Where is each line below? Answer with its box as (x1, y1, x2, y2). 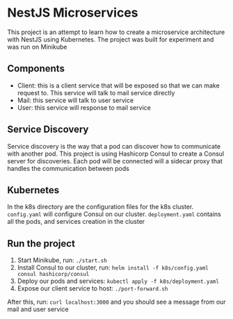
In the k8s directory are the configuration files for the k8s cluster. (7, 203, 194, 211)
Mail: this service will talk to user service (17, 96, 134, 104)
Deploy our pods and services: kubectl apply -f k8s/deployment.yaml (17, 277, 219, 286)
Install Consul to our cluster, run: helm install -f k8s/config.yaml (17, 263, 209, 272)
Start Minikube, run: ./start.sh (17, 256, 108, 265)
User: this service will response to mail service (17, 103, 151, 112)
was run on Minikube (7, 42, 67, 51)
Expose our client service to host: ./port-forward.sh (17, 284, 168, 293)
